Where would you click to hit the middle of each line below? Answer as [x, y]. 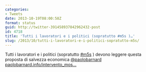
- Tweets [14, 14]
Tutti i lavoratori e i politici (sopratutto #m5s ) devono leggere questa [73, 54]
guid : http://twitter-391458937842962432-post [53, 27]
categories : [17, 9]
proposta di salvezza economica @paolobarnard [53, 59]
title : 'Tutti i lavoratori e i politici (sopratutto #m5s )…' [70, 36]
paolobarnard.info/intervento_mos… [41, 64]
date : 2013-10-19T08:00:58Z [33, 18]
